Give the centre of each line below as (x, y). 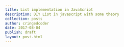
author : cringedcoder (27, 23)
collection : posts (24, 19)
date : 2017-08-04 (23, 28)
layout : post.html (24, 37)
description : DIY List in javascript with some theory (62, 14)
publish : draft (21, 32)
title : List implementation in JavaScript (49, 10)
